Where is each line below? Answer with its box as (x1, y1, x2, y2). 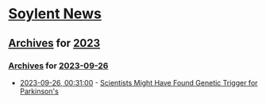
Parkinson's (19, 86, 60, 96)
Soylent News (8, 5, 102, 23)
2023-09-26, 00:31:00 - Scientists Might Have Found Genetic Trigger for (19, 78, 258, 87)
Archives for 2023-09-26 (8, 60, 109, 71)
